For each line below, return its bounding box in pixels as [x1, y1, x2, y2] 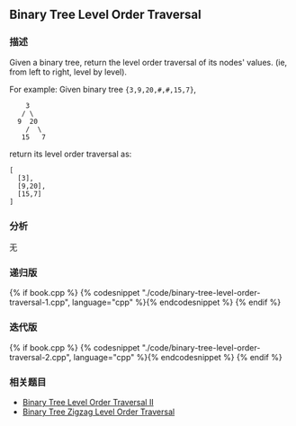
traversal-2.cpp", [9, 351, 72, 362]
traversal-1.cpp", [9, 297, 70, 308]
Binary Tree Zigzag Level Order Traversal [22, 406, 175, 417]
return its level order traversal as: [9, 148, 132, 159]
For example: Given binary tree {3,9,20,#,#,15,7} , [9, 84, 196, 94]
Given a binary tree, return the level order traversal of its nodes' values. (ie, [9, 57, 288, 67]
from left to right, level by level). [9, 67, 128, 77]
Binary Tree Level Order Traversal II [22, 396, 155, 407]
